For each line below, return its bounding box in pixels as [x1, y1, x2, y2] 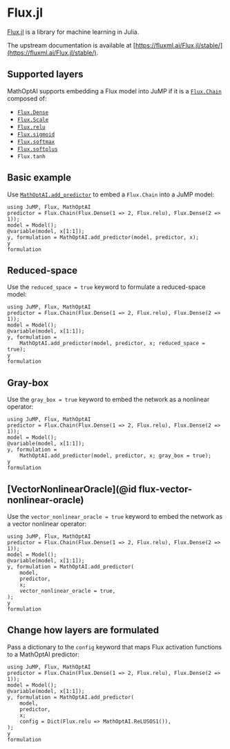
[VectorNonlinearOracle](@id [7, 483, 137, 495]
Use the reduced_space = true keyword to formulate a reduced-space [7, 283, 206, 291]
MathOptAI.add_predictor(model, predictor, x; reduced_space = [19, 340, 206, 347]
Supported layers [7, 68, 84, 80]
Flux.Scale [17, 116, 49, 123]
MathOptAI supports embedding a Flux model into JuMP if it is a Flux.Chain [7, 86, 222, 95]
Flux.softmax [17, 138, 55, 145]
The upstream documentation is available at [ [7, 41, 136, 49]
